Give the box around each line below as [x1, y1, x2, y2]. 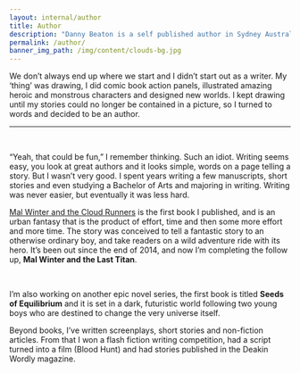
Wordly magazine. [9, 353, 76, 364]
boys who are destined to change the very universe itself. [9, 308, 221, 319]
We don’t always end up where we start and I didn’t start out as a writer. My [9, 70, 287, 81]
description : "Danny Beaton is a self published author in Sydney [9, 29, 262, 38]
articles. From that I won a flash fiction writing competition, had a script [9, 335, 271, 345]
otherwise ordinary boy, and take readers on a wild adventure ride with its [9, 236, 281, 246]
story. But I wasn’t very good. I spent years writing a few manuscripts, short [9, 170, 287, 181]
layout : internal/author [9, 12, 102, 22]
